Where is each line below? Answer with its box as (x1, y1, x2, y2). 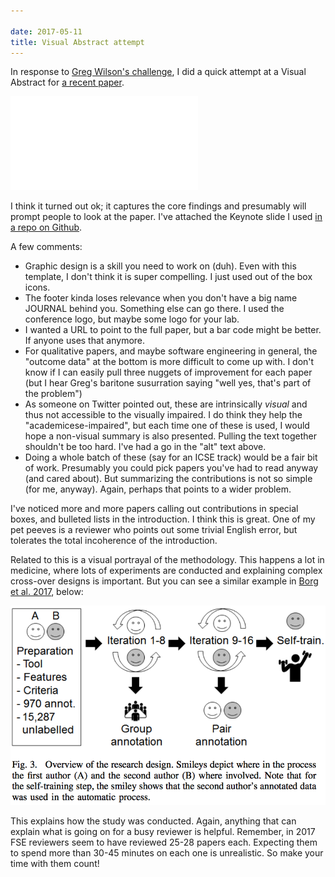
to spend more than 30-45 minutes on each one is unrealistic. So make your (10, 847, 324, 859)
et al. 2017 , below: (10, 586, 84, 598)
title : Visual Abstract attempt (10, 37, 145, 47)
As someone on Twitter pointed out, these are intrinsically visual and (24, 398, 308, 410)
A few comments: (10, 241, 83, 253)
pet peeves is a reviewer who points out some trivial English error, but (10, 524, 298, 536)
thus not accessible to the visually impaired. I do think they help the (24, 409, 303, 421)
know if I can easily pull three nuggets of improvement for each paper (24, 366, 313, 379)
